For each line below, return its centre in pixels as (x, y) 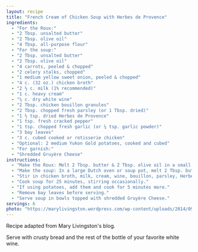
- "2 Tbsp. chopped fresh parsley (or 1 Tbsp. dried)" (80, 110)
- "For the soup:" (34, 50)
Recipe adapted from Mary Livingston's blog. (61, 226)
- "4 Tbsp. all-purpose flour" (50, 45)
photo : (14, 209)
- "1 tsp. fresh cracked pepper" (52, 122)
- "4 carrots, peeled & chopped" (52, 66)
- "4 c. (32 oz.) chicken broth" (52, 83)
